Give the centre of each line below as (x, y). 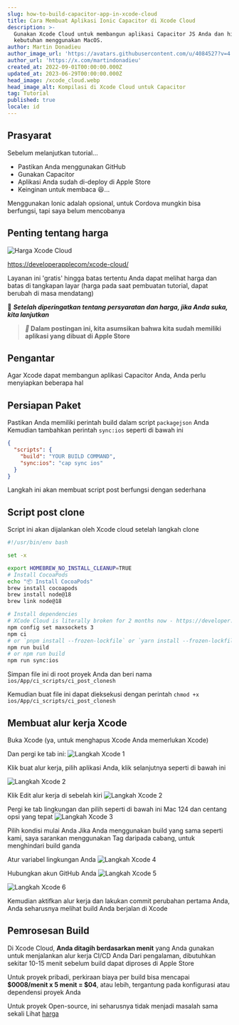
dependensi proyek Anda (44, 992)
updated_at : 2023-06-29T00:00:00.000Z (65, 73)
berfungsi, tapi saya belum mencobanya (67, 210)
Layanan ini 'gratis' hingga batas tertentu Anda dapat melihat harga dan (112, 278)
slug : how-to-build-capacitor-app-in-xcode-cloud (83, 14)
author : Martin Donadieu (44, 47)
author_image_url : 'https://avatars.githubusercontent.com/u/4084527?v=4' (121, 54)
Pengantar (31, 358)
